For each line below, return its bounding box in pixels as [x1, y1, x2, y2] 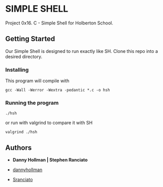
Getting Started [5, 35, 55, 43]
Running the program [5, 99, 59, 106]
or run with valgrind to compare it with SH [5, 120, 93, 126]
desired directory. [5, 53, 42, 59]
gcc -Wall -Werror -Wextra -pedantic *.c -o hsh [5, 87, 110, 93]
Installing [5, 66, 29, 73]
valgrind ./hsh [5, 130, 38, 135]
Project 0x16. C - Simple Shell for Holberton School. [5, 20, 113, 26]
